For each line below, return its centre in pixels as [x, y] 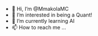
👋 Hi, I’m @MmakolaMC [40, 9]
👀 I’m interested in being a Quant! [52, 15]
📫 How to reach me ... [39, 27]
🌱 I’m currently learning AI [43, 21]
